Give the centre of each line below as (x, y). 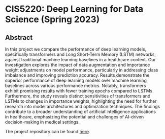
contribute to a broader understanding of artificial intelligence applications (81, 112)
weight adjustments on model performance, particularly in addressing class (82, 70)
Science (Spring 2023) (52, 19)
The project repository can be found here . (48, 131)
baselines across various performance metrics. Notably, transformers (76, 86)
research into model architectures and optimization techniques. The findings (82, 106)
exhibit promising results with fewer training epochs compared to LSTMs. (79, 91)
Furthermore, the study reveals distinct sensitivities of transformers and (78, 96)
